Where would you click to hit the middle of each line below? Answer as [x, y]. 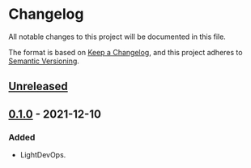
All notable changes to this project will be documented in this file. [117, 37]
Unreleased [38, 86]
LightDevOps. [43, 155]
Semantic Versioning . [44, 61]
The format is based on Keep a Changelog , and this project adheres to [125, 52]
